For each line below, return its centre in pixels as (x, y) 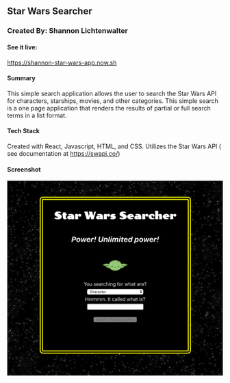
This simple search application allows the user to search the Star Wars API (112, 93)
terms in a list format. (37, 115)
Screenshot (24, 169)
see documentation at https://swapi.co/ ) (64, 153)
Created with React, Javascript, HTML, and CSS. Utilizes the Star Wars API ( (114, 146)
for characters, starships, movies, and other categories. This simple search (113, 101)
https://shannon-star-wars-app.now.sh (62, 62)
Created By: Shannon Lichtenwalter (67, 31)
